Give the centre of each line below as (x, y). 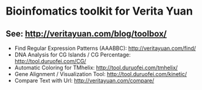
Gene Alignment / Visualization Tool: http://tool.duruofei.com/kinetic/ (101, 74)
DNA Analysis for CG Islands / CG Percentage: (73, 55)
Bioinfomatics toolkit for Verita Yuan (99, 11)
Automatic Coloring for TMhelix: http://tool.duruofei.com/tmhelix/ (96, 67)
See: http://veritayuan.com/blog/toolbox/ (86, 34)
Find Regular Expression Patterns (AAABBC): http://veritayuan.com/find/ (105, 48)
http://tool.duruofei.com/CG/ (50, 61)
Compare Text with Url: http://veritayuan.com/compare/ (84, 81)
